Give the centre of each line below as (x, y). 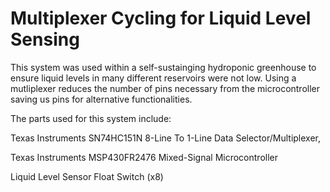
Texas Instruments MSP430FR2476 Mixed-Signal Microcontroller (144, 157)
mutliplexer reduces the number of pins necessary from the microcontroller (165, 88)
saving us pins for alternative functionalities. (101, 99)
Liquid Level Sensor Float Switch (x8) (87, 176)
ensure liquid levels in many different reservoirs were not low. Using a (153, 78)
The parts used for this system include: (91, 118)
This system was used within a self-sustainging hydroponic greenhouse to (163, 67)
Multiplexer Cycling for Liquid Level (161, 18)
